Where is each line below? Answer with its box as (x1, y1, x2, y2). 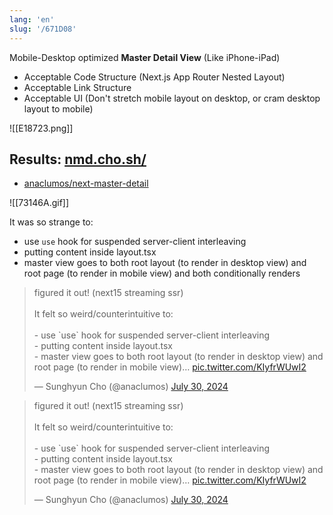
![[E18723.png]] (9, 122, 74, 134)
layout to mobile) (23, 102, 94, 115)
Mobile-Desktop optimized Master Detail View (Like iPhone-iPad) (9, 51, 281, 63)
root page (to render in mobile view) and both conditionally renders (23, 267, 301, 280)
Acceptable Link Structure (23, 81, 132, 93)
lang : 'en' (9, 14, 55, 25)
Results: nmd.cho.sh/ (9, 151, 147, 168)
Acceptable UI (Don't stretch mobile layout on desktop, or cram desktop (23, 92, 321, 104)
